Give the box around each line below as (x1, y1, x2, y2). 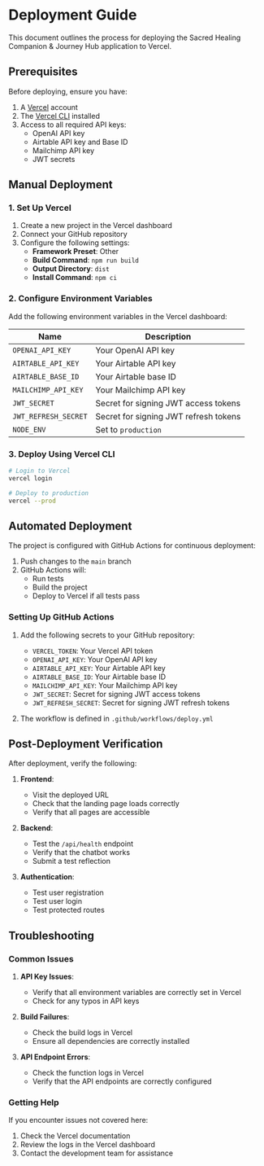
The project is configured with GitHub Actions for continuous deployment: (8, 541, 256, 550)
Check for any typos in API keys (32, 996, 140, 1006)
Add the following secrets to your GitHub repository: (19, 629, 195, 640)
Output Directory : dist (32, 264, 110, 274)
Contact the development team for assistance (19, 1148, 174, 1158)
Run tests (32, 574, 64, 584)
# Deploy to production (8, 489, 89, 498)
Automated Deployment (8, 519, 132, 533)
